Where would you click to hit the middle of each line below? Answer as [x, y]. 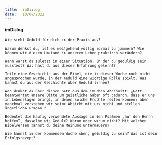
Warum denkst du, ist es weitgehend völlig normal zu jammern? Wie [75, 48]
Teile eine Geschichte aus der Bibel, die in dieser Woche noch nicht [78, 74]
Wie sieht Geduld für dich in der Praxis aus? [53, 40]
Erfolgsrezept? [20, 138]
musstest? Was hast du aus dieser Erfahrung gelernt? [61, 65]
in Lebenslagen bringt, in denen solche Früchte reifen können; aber [77, 100]
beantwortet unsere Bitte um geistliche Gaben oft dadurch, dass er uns [80, 95]
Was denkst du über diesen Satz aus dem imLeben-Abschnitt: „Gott [73, 91]
